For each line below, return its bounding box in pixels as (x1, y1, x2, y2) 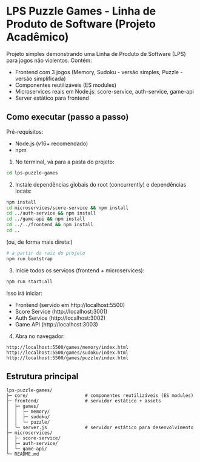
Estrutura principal (6, 371, 79, 381)
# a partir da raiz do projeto (6, 250, 85, 256)
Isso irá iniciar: (6, 289, 42, 297)
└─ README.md (6, 451, 39, 457)
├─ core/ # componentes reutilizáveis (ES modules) (6, 393, 194, 399)
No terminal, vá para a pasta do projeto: (15, 158, 115, 165)
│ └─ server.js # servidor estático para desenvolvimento (6, 424, 194, 431)
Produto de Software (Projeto (6, 17, 156, 31)
